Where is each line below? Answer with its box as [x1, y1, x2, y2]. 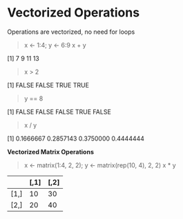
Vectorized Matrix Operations [7, 147, 95, 156]
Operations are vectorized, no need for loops [7, 28, 135, 36]
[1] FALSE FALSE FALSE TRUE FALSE [7, 107, 112, 116]
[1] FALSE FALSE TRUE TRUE [7, 81, 90, 89]
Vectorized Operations [7, 5, 140, 21]
